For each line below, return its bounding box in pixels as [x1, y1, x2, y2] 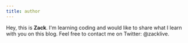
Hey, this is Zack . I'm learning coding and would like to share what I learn [6, 24, 182, 31]
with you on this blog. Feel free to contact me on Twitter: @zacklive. [6, 30, 170, 37]
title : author [6, 8, 41, 14]
